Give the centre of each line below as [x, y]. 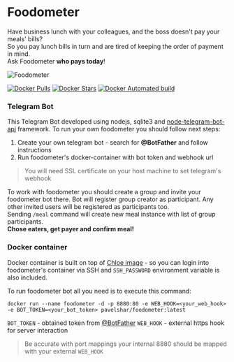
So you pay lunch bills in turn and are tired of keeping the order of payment [115, 46]
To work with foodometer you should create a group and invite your [104, 192]
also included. [27, 277]
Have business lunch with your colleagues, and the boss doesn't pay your [114, 31]
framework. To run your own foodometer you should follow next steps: [119, 129]
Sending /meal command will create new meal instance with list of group [111, 215]
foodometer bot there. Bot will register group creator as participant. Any [111, 199]
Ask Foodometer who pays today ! [57, 61]
